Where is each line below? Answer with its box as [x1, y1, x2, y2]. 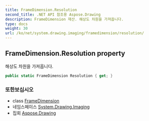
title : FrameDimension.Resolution [5, 7, 77, 13]
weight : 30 [5, 26, 28, 31]
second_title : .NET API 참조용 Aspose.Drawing [5, 12, 101, 17]
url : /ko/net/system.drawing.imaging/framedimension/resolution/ [5, 31, 144, 36]
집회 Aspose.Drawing [12, 110, 56, 116]
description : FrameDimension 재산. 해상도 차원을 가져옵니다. [5, 17, 124, 22]
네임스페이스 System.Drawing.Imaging [12, 103, 90, 109]
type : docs [5, 21, 28, 27]
